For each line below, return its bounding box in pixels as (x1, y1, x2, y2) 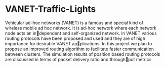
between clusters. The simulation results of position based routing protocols (5, 51, 161, 57)
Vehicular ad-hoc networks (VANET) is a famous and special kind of (5, 20, 144, 26)
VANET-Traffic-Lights (5, 3, 96, 15)
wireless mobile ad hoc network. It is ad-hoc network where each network (5, 25, 157, 31)
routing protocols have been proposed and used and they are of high (5, 35, 146, 41)
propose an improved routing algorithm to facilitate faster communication (5, 46, 154, 52)
